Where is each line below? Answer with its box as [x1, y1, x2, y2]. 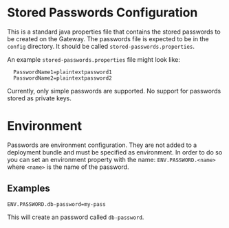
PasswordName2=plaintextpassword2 [13, 74, 112, 82]
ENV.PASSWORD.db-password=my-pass [7, 201, 107, 207]
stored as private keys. [7, 94, 72, 102]
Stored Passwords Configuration [7, 5, 198, 21]
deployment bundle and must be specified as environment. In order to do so [7, 148, 223, 156]
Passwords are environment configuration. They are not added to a [7, 141, 197, 149]
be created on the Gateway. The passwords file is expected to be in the [7, 34, 210, 43]
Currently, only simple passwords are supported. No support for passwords [7, 87, 221, 95]
